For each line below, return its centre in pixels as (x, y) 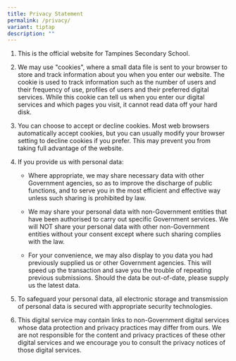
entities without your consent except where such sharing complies (124, 234)
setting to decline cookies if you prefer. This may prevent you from (114, 141)
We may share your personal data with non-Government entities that (128, 212)
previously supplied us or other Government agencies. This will (119, 263)
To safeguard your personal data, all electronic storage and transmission (123, 299)
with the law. (46, 242)
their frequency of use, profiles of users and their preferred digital (113, 90)
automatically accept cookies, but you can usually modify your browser (121, 133)
